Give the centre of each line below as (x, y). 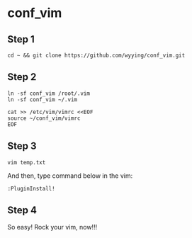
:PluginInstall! (31, 188)
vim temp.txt (27, 162)
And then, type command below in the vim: (70, 176)
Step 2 (22, 77)
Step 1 (21, 39)
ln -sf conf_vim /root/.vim (49, 93)
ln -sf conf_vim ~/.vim (43, 100)
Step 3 (22, 146)
